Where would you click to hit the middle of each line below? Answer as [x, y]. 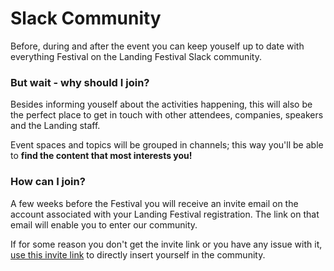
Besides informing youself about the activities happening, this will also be [161, 104]
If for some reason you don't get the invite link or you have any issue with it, [166, 244]
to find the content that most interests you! [101, 156]
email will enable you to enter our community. [104, 224]
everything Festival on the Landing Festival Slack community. [136, 56]
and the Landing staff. [55, 126]
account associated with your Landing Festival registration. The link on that [165, 214]
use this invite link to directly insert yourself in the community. [138, 254]
